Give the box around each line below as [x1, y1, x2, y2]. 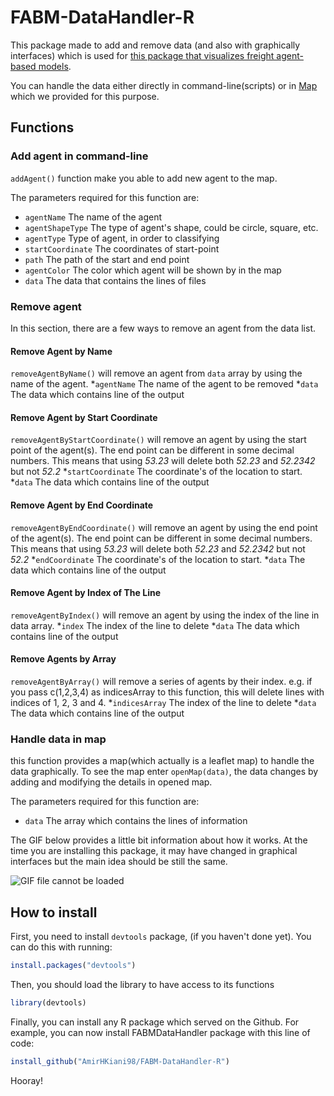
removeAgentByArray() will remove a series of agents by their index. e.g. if [10, 675, 313, 687]
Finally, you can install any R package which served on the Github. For [10, 1016, 300, 1028]
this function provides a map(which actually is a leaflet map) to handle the [10, 755, 315, 767]
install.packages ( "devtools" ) [10, 961, 137, 971]
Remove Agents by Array [10, 653, 117, 665]
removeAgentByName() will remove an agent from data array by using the [10, 367, 303, 380]
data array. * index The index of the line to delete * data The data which [10, 619, 300, 631]
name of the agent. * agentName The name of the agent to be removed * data [10, 378, 319, 390]
